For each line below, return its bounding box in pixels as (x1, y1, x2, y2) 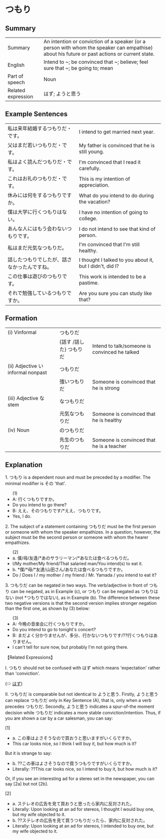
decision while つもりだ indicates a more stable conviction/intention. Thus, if (5, 710, 161, 716)
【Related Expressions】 (5, 654, 55, 660)
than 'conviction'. (5, 671, 41, 677)
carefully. (79, 165, 101, 172)
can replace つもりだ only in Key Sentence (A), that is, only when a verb (5, 697, 152, 703)
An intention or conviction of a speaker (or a (43, 38, 146, 45)
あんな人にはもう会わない (7, 225, 67, 232)
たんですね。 (22, 263, 52, 270)
